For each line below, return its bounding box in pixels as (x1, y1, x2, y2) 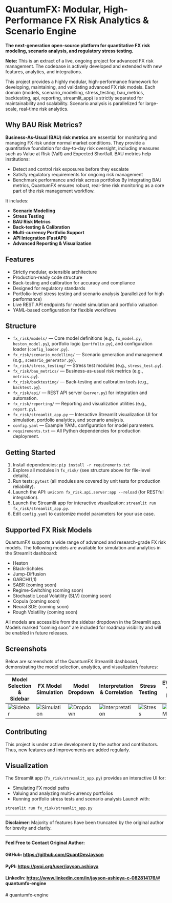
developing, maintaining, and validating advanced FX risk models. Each (5, 84, 156, 90)
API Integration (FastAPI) (12, 235, 67, 241)
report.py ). (12, 406, 37, 412)
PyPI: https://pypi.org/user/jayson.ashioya (5, 863, 99, 869)
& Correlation (99, 688, 133, 695)
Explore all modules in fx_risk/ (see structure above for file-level (12, 467, 151, 474)
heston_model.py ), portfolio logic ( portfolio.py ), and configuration (12, 341, 153, 347)
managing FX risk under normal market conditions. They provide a (5, 139, 145, 146)
